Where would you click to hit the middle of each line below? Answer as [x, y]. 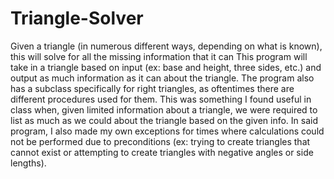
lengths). [28, 163]
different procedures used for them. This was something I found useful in [161, 99]
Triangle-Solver [77, 18]
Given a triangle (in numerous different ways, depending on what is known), [166, 46]
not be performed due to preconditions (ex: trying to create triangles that [160, 141]
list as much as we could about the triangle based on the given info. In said [164, 120]
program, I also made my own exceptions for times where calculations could [167, 131]
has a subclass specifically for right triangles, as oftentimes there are [152, 88]
